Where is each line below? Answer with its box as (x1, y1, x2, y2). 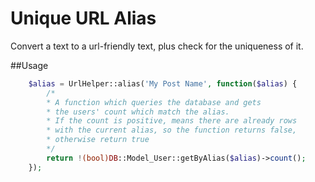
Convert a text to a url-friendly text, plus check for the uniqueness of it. (10, 40, 304, 52)
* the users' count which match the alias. (46, 107, 230, 117)
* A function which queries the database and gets (46, 97, 262, 107)
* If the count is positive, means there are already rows (46, 116, 298, 126)
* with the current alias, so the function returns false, (46, 125, 298, 136)
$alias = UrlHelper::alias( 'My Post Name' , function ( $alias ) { (28, 78, 298, 89)
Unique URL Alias (10, 7, 157, 30)
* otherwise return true (46, 135, 150, 145)
